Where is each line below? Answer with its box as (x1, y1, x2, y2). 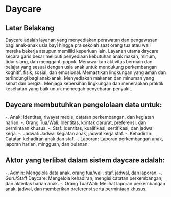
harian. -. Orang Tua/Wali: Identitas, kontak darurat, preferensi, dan (5, 119, 146, 126)
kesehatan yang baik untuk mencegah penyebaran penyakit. (5, 86, 133, 92)
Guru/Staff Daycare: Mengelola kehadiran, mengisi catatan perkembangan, (5, 175, 163, 181)
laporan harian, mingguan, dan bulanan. (5, 141, 89, 147)
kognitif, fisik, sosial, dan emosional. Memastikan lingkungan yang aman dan (5, 69, 166, 76)
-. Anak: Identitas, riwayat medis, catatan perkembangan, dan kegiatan (5, 114, 154, 120)
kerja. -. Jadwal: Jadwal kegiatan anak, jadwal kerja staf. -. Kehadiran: (5, 130, 153, 136)
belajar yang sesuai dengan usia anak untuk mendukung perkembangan (5, 64, 157, 70)
